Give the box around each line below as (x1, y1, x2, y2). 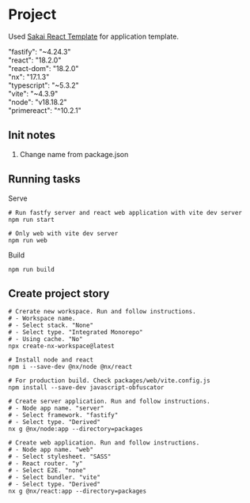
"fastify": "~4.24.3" (8, 47, 71, 56)
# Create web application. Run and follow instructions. (8, 439, 200, 447)
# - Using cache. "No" (8, 336, 83, 343)
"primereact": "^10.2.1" (8, 105, 81, 115)
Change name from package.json (19, 149, 129, 159)
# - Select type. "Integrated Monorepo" (8, 328, 144, 336)
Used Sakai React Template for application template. (8, 32, 180, 41)
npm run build (8, 265, 55, 273)
